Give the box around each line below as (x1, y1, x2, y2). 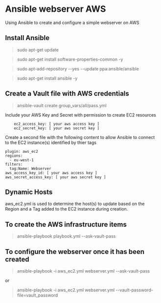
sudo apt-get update (17, 47, 59, 52)
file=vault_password (17, 292, 58, 298)
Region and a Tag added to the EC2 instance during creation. (5, 206, 128, 212)
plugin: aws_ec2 (5, 149, 38, 154)
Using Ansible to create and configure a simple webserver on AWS (5, 20, 139, 25)
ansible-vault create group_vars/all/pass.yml (17, 102, 107, 108)
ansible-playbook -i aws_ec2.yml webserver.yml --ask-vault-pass (17, 268, 150, 274)
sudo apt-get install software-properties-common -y (17, 56, 123, 62)
